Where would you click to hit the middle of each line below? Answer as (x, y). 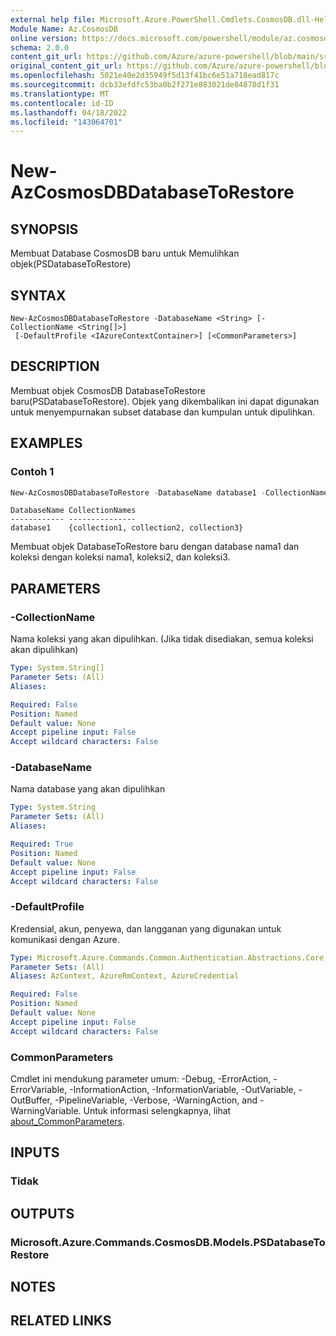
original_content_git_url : (66, 66)
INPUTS (35, 1152)
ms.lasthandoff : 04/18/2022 (69, 112)
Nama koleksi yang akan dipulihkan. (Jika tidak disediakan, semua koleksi (162, 639)
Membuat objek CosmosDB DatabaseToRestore (108, 390)
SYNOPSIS (44, 229)
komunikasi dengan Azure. (65, 939)
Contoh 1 (32, 472)
